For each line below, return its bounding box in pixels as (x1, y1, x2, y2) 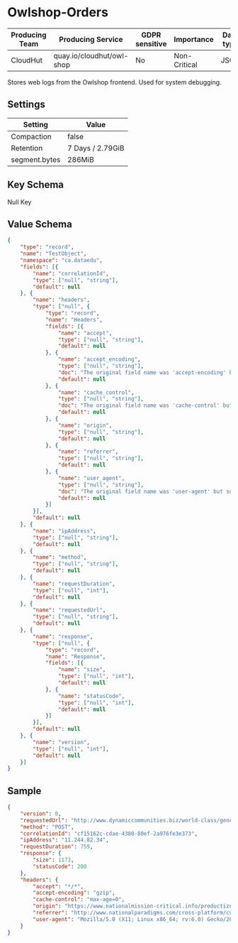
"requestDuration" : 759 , (20, 843, 93, 851)
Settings (7, 99, 46, 111)
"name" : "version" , (33, 738, 91, 746)
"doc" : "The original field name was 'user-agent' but (57, 488, 223, 495)
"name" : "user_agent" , (57, 474, 125, 481)
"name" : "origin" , (57, 422, 113, 429)
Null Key (7, 197, 32, 206)
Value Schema (7, 218, 72, 230)
